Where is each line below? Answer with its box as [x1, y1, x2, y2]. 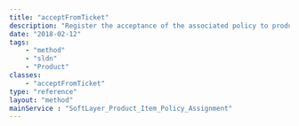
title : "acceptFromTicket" [9, 12, 109, 22]
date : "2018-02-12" [9, 29, 82, 38]
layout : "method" [9, 95, 74, 105]
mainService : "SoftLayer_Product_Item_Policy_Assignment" [9, 104, 233, 113]
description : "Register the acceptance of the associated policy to [9, 21, 269, 30]
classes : [9, 71, 42, 80]
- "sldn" [25, 54, 58, 63]
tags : [9, 37, 29, 47]
